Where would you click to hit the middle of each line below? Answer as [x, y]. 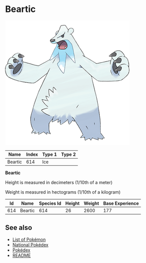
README [22, 256]
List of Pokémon [29, 240]
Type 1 [49, 154]
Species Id [50, 203]
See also [19, 227]
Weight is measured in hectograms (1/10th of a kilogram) [63, 192]
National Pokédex [30, 245]
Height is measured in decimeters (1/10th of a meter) [59, 183]
